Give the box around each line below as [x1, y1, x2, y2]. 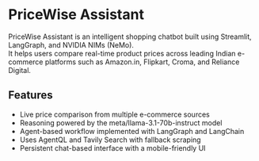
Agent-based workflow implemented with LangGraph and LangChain [19, 126, 245, 136]
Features [8, 89, 53, 102]
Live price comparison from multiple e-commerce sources [19, 109, 210, 119]
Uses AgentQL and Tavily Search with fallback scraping [19, 135, 201, 144]
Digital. [8, 65, 32, 75]
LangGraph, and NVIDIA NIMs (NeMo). [8, 40, 135, 49]
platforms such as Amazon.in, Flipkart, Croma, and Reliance [44, 57, 240, 67]
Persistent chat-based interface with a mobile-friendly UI [19, 143, 206, 152]
